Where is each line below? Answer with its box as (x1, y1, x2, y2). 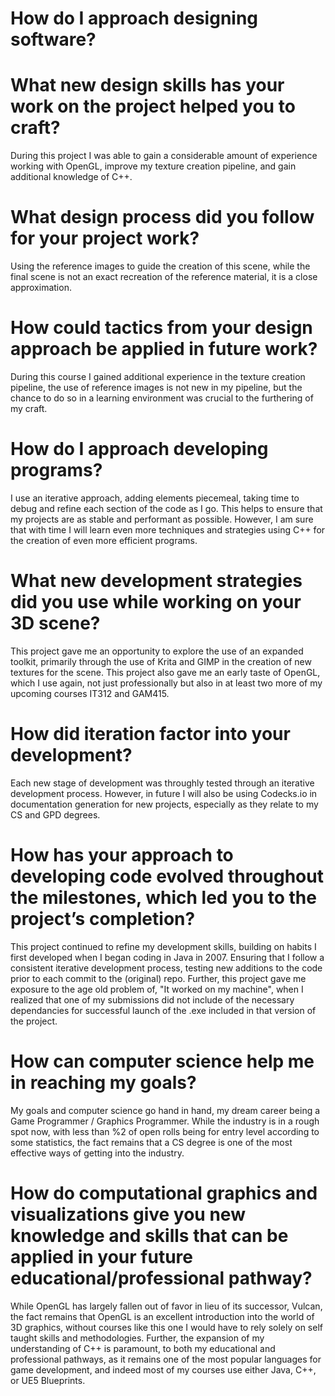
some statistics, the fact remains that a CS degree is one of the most (10, 1136, 293, 1148)
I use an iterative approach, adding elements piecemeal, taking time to (10, 492, 300, 504)
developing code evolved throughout (10, 865, 324, 887)
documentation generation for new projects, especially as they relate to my (10, 798, 319, 810)
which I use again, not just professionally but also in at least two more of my (10, 677, 323, 689)
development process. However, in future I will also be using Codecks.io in (10, 787, 318, 799)
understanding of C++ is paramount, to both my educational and (10, 1342, 276, 1354)
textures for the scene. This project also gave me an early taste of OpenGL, (10, 666, 321, 678)
